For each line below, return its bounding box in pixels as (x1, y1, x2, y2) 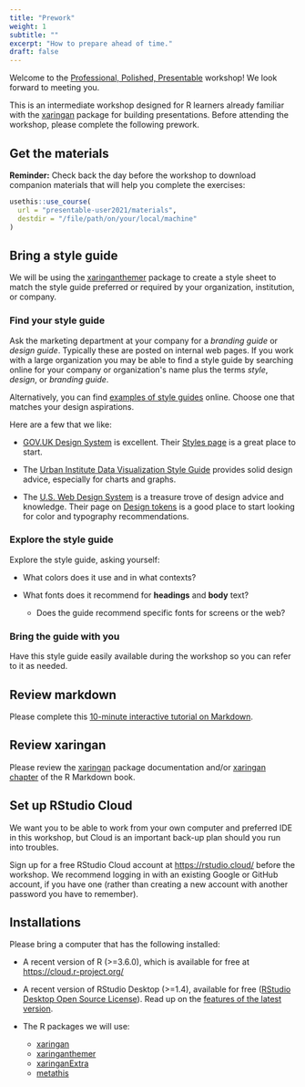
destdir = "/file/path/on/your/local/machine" (17, 214, 198, 224)
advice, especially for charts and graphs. (22, 474, 177, 485)
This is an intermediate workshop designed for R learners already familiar (9, 99, 285, 110)
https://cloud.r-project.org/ (22, 967, 125, 977)
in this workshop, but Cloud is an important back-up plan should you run (9, 831, 281, 842)
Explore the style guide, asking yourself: (9, 554, 160, 565)
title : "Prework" (9, 13, 76, 23)
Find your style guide (9, 314, 106, 327)
